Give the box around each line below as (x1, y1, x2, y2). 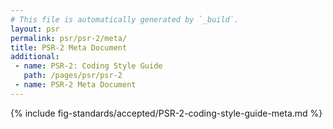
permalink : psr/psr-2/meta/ (10, 33, 128, 43)
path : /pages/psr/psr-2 (23, 71, 123, 81)
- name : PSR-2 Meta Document (14, 80, 137, 90)
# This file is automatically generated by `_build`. (10, 14, 240, 25)
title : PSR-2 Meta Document (10, 42, 128, 53)
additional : (10, 52, 60, 62)
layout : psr (10, 24, 60, 34)
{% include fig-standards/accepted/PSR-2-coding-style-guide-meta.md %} (10, 107, 323, 119)
